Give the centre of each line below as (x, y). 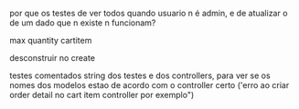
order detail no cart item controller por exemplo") (102, 95)
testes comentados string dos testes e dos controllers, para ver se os (140, 75)
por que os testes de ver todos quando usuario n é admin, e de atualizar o (149, 13)
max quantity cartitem (51, 40)
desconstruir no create (53, 58)
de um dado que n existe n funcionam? (83, 23)
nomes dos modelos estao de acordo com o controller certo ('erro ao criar (149, 85)
